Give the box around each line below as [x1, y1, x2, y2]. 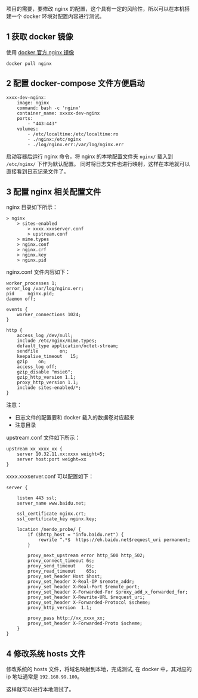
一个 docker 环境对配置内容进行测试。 [11, 13, 105, 20]
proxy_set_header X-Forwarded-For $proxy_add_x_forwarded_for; [27, 589, 188, 595]
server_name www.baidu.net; [17, 501, 86, 506]
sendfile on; [17, 348, 68, 354]
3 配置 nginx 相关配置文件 [6, 187, 101, 197]
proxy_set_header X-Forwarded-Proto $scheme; [27, 620, 143, 626]
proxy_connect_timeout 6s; [27, 558, 95, 564]
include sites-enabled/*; [17, 385, 82, 391]
